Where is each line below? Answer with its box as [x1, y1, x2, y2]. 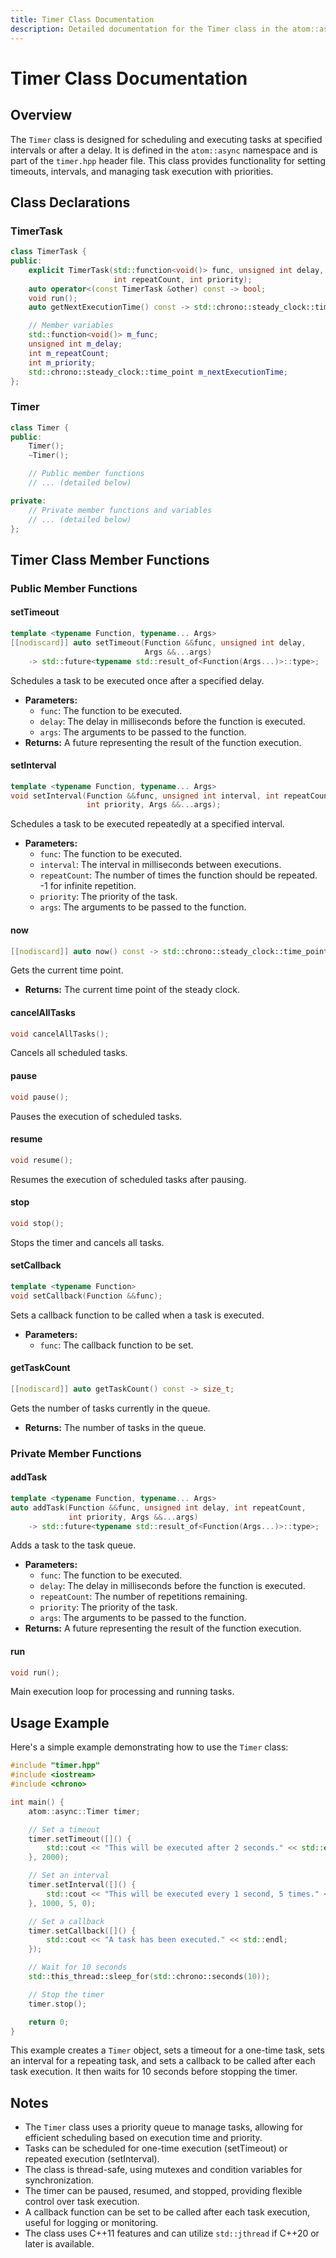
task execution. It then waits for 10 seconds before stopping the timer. [10, 2066, 298, 2078]
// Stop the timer [28, 1989, 105, 2000]
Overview [10, 107, 73, 124]
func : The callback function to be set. [39, 1339, 194, 1351]
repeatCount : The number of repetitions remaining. [39, 1591, 248, 1603]
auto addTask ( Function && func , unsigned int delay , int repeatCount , [10, 1502, 307, 1513]
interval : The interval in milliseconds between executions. [39, 859, 282, 871]
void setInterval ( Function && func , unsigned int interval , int [10, 791, 280, 801]
